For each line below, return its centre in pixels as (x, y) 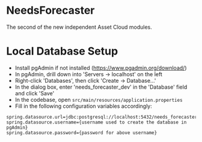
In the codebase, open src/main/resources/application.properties (99, 99)
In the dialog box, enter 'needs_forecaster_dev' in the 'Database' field (101, 87)
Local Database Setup (62, 51)
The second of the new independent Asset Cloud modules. (79, 27)
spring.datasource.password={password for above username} (82, 132)
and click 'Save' (35, 93)
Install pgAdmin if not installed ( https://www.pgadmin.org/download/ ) (101, 68)
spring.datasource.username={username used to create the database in (96, 122)
